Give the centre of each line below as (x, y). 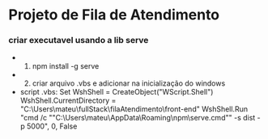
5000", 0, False (52, 126)
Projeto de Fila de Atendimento (114, 15)
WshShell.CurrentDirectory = (68, 101)
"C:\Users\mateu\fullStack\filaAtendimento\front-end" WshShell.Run (134, 109)
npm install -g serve (66, 66)
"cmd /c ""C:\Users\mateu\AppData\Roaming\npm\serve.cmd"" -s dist (138, 118)
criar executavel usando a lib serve (79, 40)
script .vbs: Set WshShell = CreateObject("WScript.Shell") (117, 92)
